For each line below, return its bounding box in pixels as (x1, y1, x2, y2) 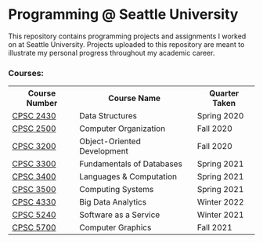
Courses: (8, 67, 45, 78)
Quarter (208, 88, 240, 99)
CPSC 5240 (12, 209, 56, 220)
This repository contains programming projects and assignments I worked (8, 31, 247, 41)
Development (79, 146, 129, 157)
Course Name (108, 92, 161, 103)
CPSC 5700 (12, 222, 56, 233)
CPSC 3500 (12, 184, 56, 195)
